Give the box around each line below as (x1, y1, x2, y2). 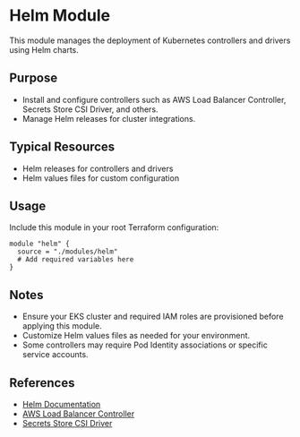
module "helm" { (9, 239, 70, 249)
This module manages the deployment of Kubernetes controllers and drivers (9, 35, 291, 46)
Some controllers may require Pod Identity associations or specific (21, 339, 269, 350)
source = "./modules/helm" (17, 247, 118, 256)
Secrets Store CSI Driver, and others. (21, 104, 159, 115)
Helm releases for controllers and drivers (21, 163, 174, 174)
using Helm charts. (9, 44, 79, 55)
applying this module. (21, 321, 102, 331)
